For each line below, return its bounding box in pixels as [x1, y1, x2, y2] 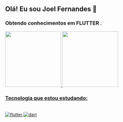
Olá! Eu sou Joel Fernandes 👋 [5, 5, 97, 13]
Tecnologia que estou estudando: [5, 94, 88, 101]
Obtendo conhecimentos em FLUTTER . [5, 20, 102, 27]
